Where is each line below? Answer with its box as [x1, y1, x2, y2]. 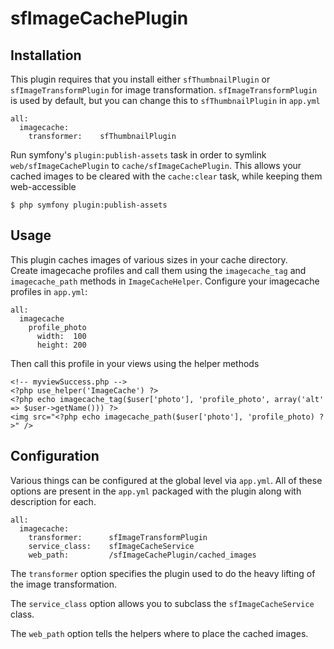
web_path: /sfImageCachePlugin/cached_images [28, 550, 257, 560]
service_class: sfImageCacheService [28, 541, 195, 551]
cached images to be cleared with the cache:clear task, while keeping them [10, 170, 323, 182]
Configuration [10, 448, 100, 465]
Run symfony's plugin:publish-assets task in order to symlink [10, 149, 267, 161]
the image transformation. [10, 578, 117, 590]
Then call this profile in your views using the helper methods [10, 357, 260, 369]
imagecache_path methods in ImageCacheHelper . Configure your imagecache [10, 275, 320, 287]
